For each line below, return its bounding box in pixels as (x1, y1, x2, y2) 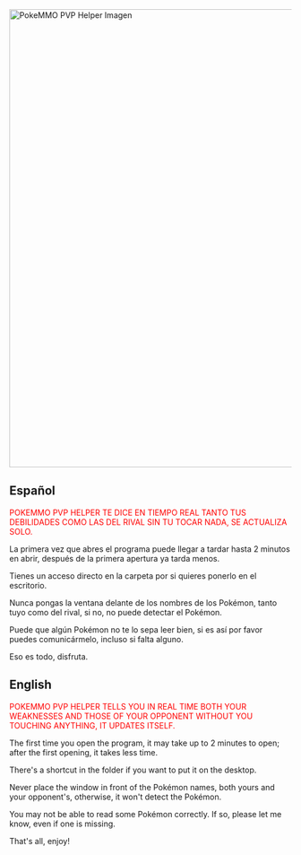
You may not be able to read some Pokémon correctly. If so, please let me (9, 808, 282, 819)
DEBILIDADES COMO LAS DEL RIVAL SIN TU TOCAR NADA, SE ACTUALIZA (9, 516, 288, 528)
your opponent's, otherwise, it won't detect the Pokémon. (9, 791, 222, 802)
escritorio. (9, 580, 47, 590)
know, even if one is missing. (9, 818, 116, 829)
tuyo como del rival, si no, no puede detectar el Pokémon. (9, 606, 222, 617)
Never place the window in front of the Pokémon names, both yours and (9, 781, 275, 792)
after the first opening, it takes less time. (9, 746, 159, 757)
